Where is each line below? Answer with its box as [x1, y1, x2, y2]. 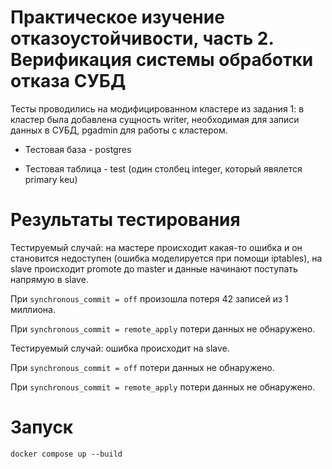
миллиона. [10, 303, 56, 315]
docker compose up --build [10, 449, 123, 459]
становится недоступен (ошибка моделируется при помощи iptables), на [10, 252, 323, 264]
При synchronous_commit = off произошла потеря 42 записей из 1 [10, 292, 289, 305]
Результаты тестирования [10, 209, 241, 231]
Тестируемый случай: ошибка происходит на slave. [10, 342, 230, 354]
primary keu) [24, 173, 78, 185]
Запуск [10, 416, 74, 439]
